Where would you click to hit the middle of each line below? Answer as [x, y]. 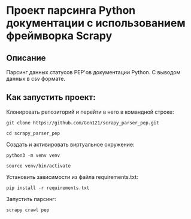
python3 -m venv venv [33, 155]
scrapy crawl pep [28, 210]
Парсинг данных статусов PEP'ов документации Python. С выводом [93, 72]
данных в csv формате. [36, 79]
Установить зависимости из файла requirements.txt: [72, 177]
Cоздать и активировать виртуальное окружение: [70, 144]
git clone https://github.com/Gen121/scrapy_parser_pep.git [83, 123]
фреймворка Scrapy [59, 36]
